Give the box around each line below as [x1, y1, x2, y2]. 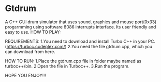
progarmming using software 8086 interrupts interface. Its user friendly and [5, 24, 156, 29]
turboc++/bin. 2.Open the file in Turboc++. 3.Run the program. [5, 63, 130, 69]
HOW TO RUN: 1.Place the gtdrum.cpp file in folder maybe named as [5, 58, 142, 64]
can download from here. [5, 49, 56, 55]
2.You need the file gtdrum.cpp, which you [67, 43, 152, 49]
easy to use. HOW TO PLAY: [5, 29, 61, 35]
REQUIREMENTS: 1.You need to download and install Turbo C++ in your [5, 38, 147, 44]
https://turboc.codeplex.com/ [6, 43, 65, 49]
